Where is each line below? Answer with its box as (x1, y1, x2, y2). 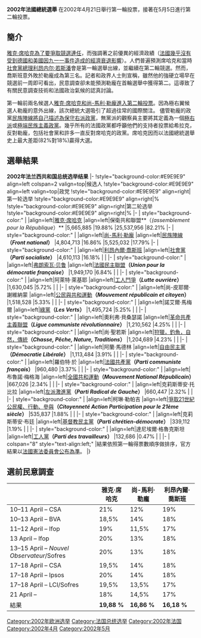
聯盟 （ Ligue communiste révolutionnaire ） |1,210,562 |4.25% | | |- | (17, 320, 186, 328)
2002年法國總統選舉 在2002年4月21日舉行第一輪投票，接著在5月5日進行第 (7, 6, 191, 13)
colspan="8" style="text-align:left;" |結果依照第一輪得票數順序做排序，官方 (7, 440, 191, 447)
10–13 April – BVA (10, 515, 61, 523)
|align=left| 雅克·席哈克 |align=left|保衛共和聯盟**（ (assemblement (27, 216, 190, 223)
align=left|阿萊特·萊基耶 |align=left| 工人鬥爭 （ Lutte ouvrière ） (29, 276, 183, 283)
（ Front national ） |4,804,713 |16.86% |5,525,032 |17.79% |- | (7, 239, 159, 246)
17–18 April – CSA (10, 561, 62, 569)
